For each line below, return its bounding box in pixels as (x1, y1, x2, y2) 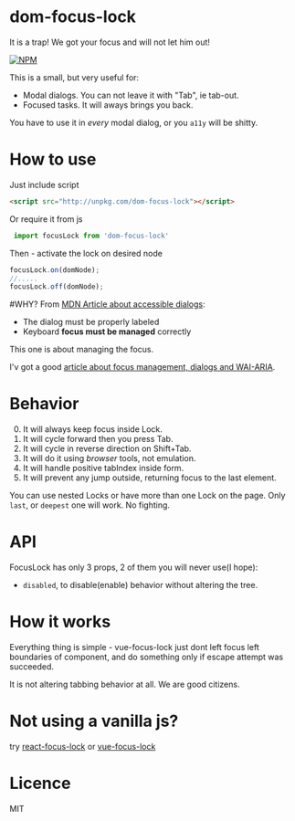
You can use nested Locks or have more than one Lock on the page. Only (9, 490, 286, 501)
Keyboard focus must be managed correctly (22, 326, 192, 337)
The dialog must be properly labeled (22, 317, 160, 328)
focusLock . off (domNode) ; (9, 282, 104, 291)
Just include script (9, 179, 79, 190)
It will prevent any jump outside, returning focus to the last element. (22, 472, 277, 483)
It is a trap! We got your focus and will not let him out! (9, 37, 210, 47)
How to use (9, 149, 97, 170)
